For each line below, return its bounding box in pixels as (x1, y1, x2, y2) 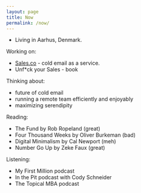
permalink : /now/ (6, 20, 50, 26)
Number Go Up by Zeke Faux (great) (14, 144, 106, 152)
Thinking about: (6, 77, 45, 85)
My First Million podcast (14, 167, 75, 174)
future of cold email (14, 89, 64, 96)
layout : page (6, 8, 39, 15)
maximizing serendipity (14, 102, 73, 109)
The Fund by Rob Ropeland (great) (14, 125, 101, 132)
